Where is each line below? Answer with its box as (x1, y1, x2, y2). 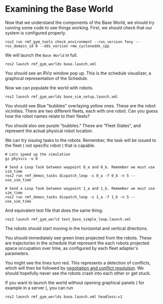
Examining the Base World (5, 3, 114, 15)
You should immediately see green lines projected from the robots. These (5, 235, 152, 241)
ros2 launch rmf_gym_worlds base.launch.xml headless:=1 (5, 294, 123, 299)
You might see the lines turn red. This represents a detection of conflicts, (5, 260, 151, 265)
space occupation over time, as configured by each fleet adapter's (5, 245, 138, 251)
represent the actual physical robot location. (5, 128, 94, 134)
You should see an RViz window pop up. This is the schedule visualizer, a (5, 70, 151, 76)
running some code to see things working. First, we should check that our (5, 24, 152, 30)
